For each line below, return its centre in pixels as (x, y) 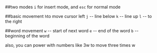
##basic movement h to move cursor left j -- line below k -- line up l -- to (78, 16)
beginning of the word (27, 36)
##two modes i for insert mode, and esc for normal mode (63, 7)
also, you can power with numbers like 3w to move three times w (70, 45)
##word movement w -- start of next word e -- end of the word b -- (72, 31)
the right (14, 21)
